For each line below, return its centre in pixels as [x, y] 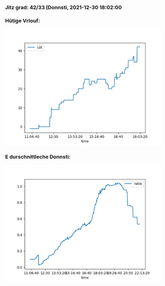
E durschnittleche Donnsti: [38, 157]
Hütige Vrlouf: [23, 20]
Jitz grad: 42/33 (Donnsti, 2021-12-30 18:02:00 [63, 7]
